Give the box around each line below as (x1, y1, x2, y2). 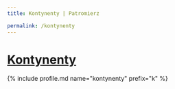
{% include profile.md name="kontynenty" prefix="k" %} (7, 75, 168, 83)
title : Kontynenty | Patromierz (7, 10, 100, 17)
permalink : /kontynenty (7, 22, 75, 29)
